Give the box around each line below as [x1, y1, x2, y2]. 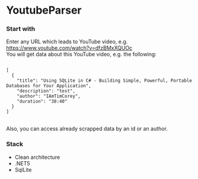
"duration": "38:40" [17, 98, 68, 104]
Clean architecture [14, 154, 60, 161]
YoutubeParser [6, 4, 82, 17]
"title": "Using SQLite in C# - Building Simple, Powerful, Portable [17, 78, 193, 84]
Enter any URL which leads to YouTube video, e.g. [6, 38, 128, 45]
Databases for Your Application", [6, 83, 92, 89]
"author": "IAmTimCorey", [17, 93, 81, 100]
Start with [6, 25, 36, 33]
